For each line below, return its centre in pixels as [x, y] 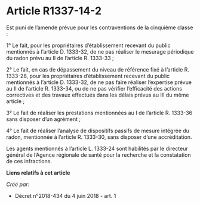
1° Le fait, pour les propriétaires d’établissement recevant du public [89, 45]
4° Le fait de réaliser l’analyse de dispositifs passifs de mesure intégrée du [98, 131]
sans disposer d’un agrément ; [44, 119]
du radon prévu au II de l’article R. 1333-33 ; [60, 58]
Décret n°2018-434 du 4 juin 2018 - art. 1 [65, 195]
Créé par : [18, 184]
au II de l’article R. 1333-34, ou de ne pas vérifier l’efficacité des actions [94, 88]
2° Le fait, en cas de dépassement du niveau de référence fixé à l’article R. [98, 69]
